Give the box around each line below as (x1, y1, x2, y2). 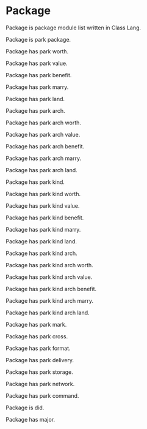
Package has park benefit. (5, 71, 72, 78)
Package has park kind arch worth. (5, 261, 94, 268)
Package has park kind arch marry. (5, 297, 94, 304)
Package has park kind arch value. (5, 273, 93, 281)
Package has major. (5, 416, 56, 423)
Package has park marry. (5, 83, 69, 91)
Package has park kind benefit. (5, 214, 84, 221)
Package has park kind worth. (5, 190, 81, 197)
